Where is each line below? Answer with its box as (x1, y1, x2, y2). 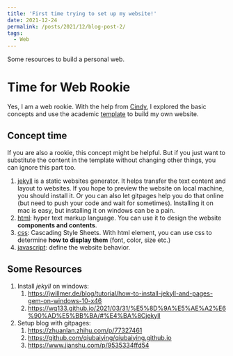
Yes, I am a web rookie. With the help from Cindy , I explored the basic (7, 102, 207, 111)
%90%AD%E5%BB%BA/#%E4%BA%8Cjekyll (27, 311, 161, 320)
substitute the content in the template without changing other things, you (7, 156, 216, 164)
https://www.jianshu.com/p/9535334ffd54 (27, 341, 150, 349)
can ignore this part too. (7, 163, 77, 171)
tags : (7, 29, 23, 37)
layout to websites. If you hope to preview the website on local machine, (17, 184, 225, 192)
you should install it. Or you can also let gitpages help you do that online (17, 191, 224, 200)
